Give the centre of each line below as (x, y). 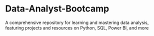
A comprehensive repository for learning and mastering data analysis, (77, 22)
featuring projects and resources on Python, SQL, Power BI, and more (77, 27)
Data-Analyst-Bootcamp (57, 9)
